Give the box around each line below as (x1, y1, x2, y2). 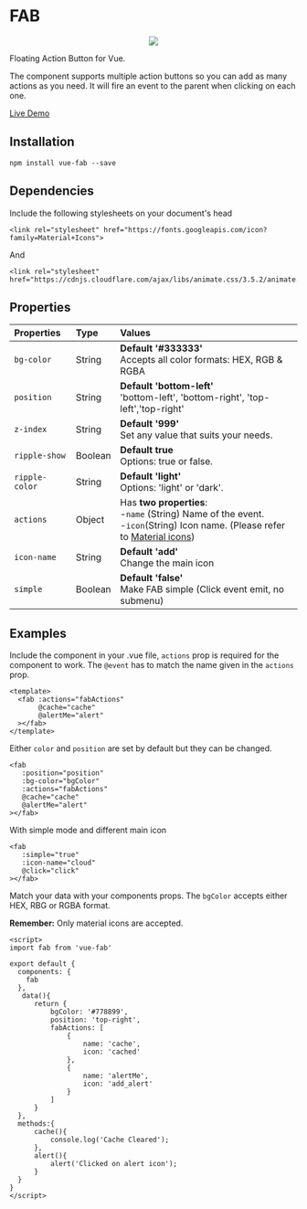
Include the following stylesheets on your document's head (9, 207, 233, 218)
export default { (9, 960, 76, 969)
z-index (14, 424, 48, 435)
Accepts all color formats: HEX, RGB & (120, 354, 283, 366)
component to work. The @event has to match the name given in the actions (9, 660, 294, 671)
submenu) (120, 595, 164, 608)
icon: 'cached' (82, 1047, 142, 1056)
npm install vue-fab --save (9, 158, 117, 167)
